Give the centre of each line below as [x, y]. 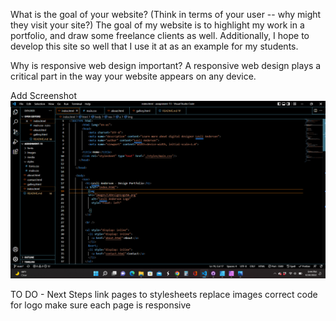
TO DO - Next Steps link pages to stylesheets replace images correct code [164, 294]
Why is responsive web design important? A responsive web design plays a [166, 65]
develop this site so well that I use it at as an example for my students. [154, 46]
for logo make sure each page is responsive [101, 305]
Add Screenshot [43, 95]
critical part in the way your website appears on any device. [133, 76]
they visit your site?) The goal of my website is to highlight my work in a [157, 25]
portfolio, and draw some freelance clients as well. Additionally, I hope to [160, 35]
